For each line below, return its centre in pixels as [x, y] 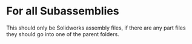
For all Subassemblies [63, 11]
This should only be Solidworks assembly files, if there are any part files [96, 28]
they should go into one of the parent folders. [63, 34]
